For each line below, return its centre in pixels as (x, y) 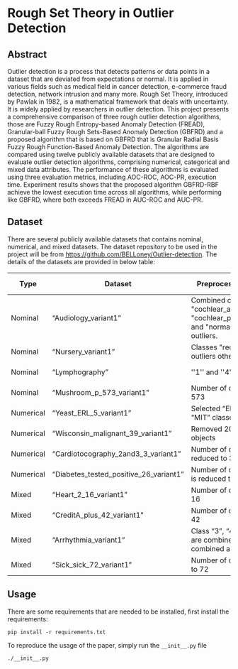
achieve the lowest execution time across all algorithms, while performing (114, 192)
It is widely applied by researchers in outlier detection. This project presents (118, 109)
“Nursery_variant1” (84, 352)
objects (203, 437)
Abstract (27, 54)
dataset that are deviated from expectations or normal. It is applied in (108, 79)
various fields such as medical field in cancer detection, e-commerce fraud (117, 86)
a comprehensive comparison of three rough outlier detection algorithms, (114, 116)
